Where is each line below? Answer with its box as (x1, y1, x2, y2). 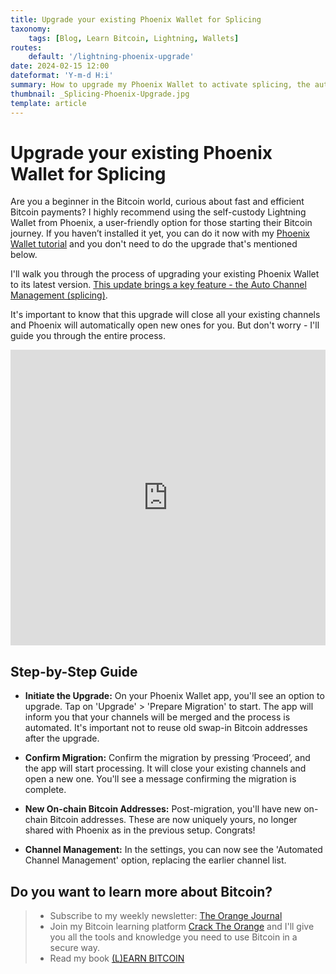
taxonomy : (10, 24, 52, 34)
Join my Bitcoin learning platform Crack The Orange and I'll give (49, 921, 315, 933)
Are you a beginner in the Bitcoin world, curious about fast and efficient (10, 196, 305, 208)
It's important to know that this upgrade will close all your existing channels (10, 309, 321, 321)
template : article (10, 98, 87, 108)
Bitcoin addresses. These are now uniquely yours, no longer (49, 814, 298, 826)
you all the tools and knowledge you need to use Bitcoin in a (49, 931, 298, 943)
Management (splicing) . (10, 289, 108, 301)
